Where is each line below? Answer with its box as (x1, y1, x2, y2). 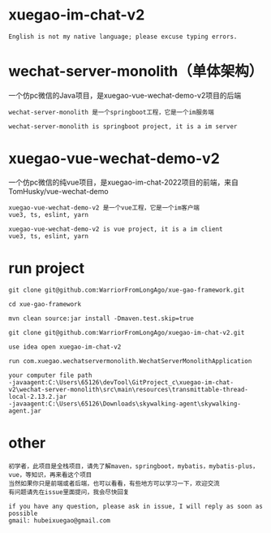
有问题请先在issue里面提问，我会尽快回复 (8, 487, 130, 496)
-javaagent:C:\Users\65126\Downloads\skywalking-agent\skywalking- (8, 400, 242, 408)
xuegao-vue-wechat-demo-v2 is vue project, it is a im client (8, 225, 223, 233)
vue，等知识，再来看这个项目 (8, 470, 92, 479)
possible (8, 509, 38, 518)
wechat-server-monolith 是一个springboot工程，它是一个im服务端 (8, 108, 215, 116)
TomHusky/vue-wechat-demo (8, 186, 109, 196)
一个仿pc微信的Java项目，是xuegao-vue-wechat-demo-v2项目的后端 (8, 90, 242, 100)
